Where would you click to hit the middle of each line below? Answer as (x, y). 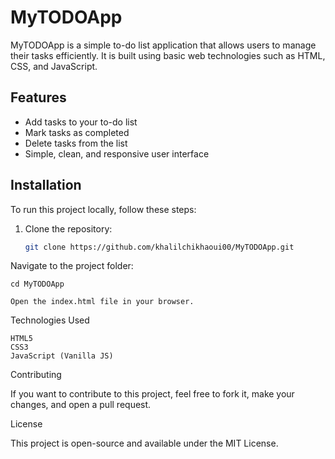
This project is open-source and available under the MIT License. (144, 443)
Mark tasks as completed (77, 132)
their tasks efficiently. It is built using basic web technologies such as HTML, (168, 55)
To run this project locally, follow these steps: (103, 209)
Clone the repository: (68, 228)
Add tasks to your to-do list (81, 122)
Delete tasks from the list (76, 143)
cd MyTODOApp (37, 284)
